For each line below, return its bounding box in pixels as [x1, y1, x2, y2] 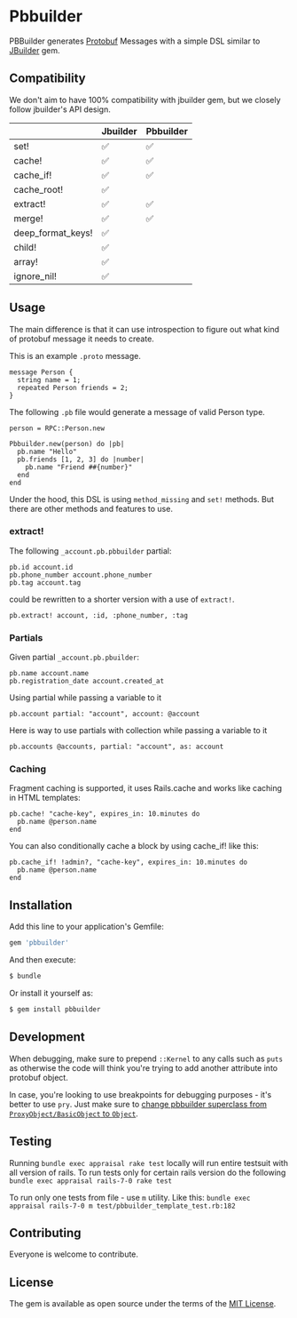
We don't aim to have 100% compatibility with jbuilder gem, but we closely [9, 94, 281, 105]
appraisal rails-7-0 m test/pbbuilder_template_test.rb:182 [9, 1202, 237, 1210]
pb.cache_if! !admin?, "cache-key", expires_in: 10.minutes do [9, 858, 248, 867]
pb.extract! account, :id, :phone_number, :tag [9, 611, 189, 619]
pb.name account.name [9, 669, 90, 678]
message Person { [9, 367, 74, 377]
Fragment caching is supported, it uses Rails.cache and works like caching [9, 783, 282, 794]
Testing [9, 1134, 52, 1149]
